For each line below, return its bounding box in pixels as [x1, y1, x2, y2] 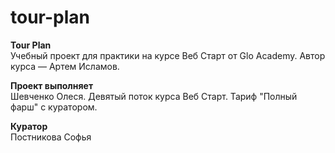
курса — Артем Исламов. [10, 60, 120, 72]
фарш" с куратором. [10, 101, 98, 113]
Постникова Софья [10, 131, 92, 143]
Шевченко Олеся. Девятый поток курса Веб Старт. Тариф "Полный [10, 90, 298, 102]
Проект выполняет [10, 79, 94, 91]
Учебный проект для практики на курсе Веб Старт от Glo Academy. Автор [10, 49, 326, 61]
